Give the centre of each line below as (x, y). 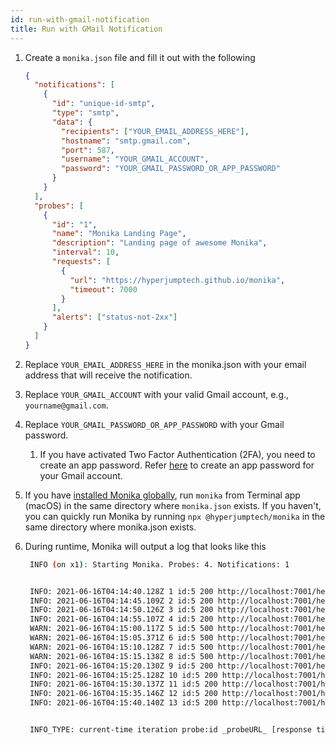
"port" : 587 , (88, 150)
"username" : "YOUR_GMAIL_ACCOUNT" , (135, 159)
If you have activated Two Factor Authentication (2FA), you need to (177, 454)
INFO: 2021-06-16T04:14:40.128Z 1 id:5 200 (121, 591)
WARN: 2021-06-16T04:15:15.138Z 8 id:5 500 (121, 656)
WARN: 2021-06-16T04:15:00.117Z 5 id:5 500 (121, 629)
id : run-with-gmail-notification (80, 19)
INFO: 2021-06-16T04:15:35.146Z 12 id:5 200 (123, 694)
